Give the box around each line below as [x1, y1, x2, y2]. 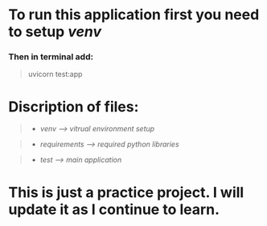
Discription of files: [8, 98, 139, 115]
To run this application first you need [8, 6, 260, 24]
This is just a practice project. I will [8, 183, 244, 201]
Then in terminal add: [8, 51, 94, 63]
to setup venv [8, 22, 102, 41]
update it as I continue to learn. [8, 200, 220, 218]
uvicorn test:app [27, 70, 83, 79]
